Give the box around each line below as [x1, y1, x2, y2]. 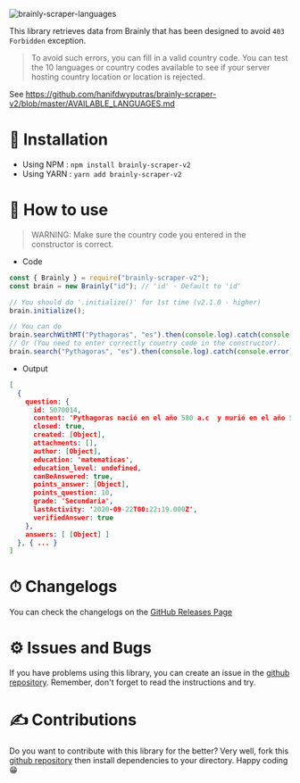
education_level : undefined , [32, 463, 142, 472]
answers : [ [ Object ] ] [25, 529, 110, 539]
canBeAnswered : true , [32, 471, 114, 481]
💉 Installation [9, 129, 109, 150]
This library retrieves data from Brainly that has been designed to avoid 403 [9, 26, 285, 36]
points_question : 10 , [32, 488, 114, 497]
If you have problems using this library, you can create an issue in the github [9, 668, 290, 679]
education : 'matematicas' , [32, 455, 134, 464]
